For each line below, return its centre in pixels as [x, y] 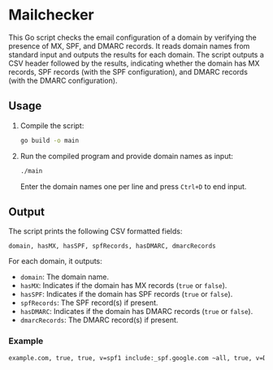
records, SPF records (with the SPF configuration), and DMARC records [128, 71]
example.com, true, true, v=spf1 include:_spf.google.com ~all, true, [130, 358]
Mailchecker [52, 15]
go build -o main [50, 140]
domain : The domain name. [65, 277]
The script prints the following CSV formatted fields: [95, 231]
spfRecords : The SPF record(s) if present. [89, 303]
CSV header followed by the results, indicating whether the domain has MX [134, 63]
